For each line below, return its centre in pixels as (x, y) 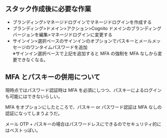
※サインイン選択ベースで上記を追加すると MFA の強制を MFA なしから (85, 53)
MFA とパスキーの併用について (53, 77)
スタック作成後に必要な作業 (48, 9)
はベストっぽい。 (23, 130)
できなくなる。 (32, 60)
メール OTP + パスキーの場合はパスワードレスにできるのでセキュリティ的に (83, 124)
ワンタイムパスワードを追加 (59, 47)
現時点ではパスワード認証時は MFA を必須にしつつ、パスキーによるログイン (83, 90)
